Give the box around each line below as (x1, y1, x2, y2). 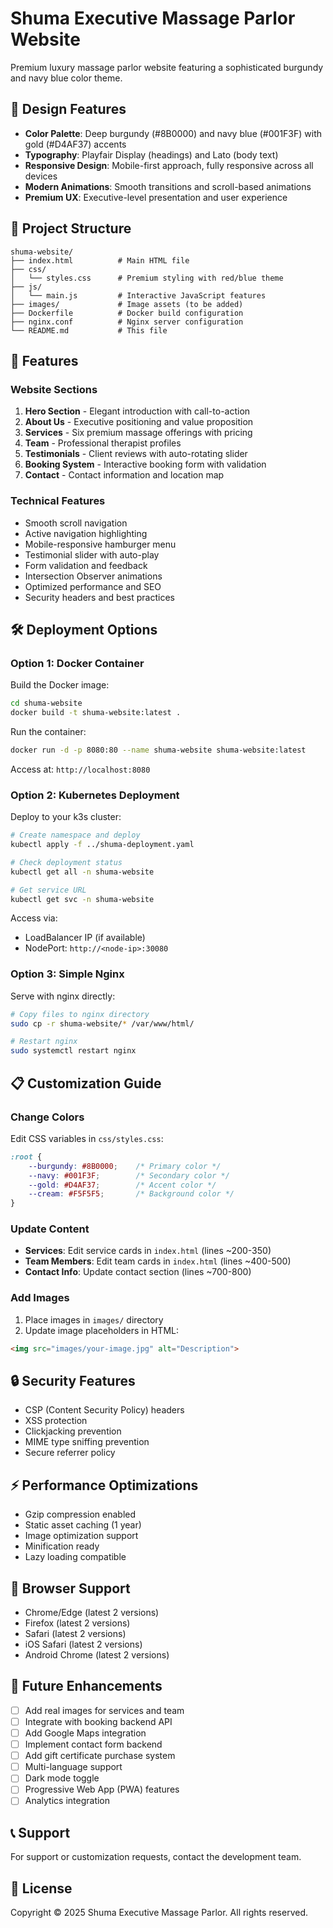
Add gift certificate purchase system (24, 1750, 176, 1762)
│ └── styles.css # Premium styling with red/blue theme (10, 273, 284, 283)
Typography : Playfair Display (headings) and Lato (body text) (24, 148, 279, 161)
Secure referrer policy (24, 1447, 116, 1459)
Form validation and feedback (24, 559, 148, 571)
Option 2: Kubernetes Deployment (10, 788, 180, 802)
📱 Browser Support (10, 1580, 131, 1597)
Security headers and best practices (24, 591, 175, 603)
